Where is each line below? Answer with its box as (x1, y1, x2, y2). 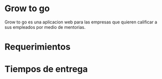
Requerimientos (4, 41, 71, 53)
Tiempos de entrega (4, 64, 88, 75)
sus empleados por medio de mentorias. (4, 24, 86, 30)
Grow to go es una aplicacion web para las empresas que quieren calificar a (4, 19, 157, 25)
